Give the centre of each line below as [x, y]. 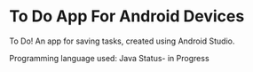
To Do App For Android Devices [127, 16]
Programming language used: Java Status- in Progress [110, 58]
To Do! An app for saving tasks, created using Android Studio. [122, 41]
